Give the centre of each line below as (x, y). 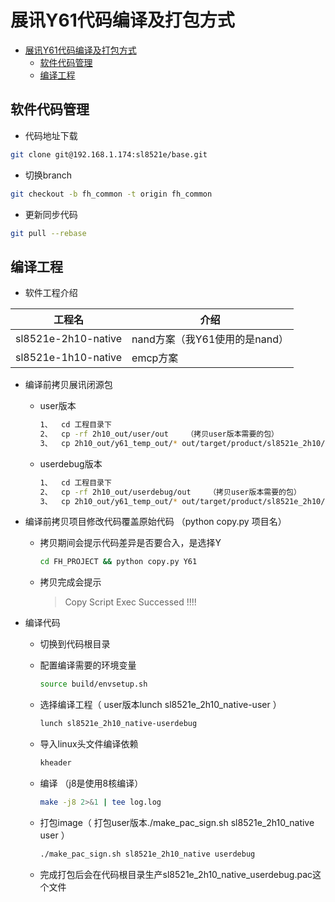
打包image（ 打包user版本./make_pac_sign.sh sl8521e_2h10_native (177, 822)
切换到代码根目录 (75, 644)
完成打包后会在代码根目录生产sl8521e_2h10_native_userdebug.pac (176, 874)
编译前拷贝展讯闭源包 (68, 385)
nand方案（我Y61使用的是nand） (210, 339)
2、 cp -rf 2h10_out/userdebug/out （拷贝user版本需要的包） (170, 492)
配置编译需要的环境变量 (88, 665)
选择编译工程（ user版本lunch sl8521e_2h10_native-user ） (160, 705)
